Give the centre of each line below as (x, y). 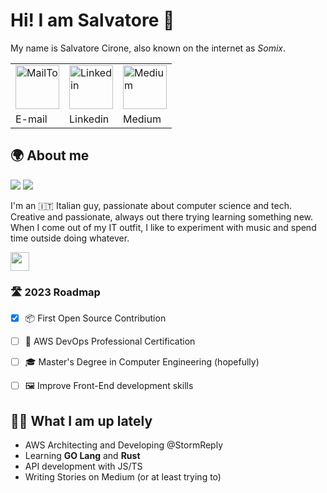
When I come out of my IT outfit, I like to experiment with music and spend (163, 227)
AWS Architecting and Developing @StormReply (124, 445)
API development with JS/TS (83, 466)
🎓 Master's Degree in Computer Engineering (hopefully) (142, 362)
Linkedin (89, 119)
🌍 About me (50, 155)
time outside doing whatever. (70, 238)
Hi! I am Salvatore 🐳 (92, 20)
